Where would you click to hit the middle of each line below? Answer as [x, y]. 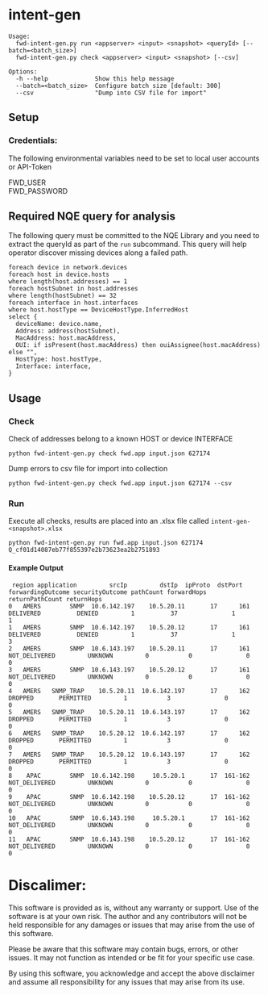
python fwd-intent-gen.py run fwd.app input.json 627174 [106, 543]
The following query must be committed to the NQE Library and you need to [134, 236]
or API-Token [30, 166]
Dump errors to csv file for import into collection [88, 469]
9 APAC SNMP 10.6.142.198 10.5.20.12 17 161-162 [129, 796]
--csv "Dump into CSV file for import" [111, 93]
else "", [23, 353]
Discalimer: [47, 885]
